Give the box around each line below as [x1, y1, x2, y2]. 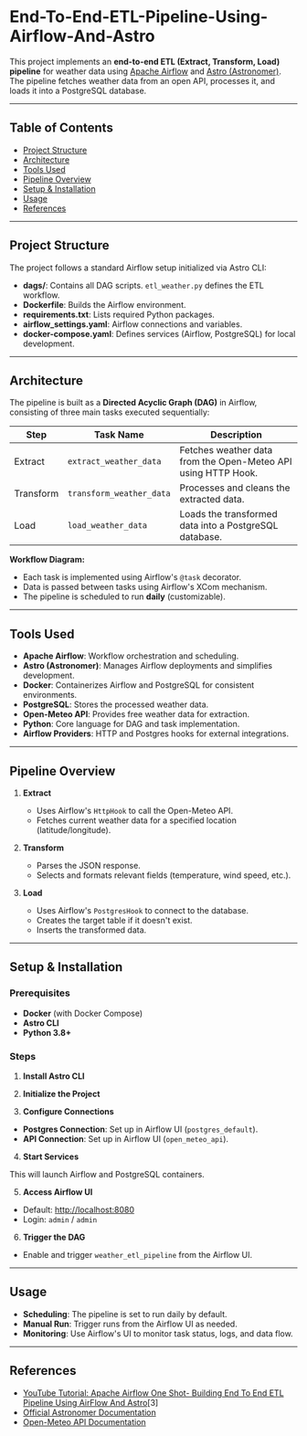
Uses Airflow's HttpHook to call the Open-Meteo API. [36, 806, 234, 816]
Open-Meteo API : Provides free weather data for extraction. [22, 709, 249, 720]
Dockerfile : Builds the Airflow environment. [22, 299, 186, 310]
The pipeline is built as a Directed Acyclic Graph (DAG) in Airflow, [9, 397, 258, 408]
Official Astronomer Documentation [22, 1407, 157, 1418]
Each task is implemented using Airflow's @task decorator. [22, 572, 242, 583]
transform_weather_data [67, 489, 171, 499]
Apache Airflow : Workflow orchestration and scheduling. [22, 650, 239, 661]
